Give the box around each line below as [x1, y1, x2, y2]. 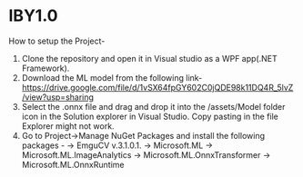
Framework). [21, 63, 70, 74]
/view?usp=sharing [21, 92, 95, 103]
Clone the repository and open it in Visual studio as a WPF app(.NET [21, 53, 278, 64]
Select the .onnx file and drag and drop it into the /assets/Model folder [21, 101, 286, 112]
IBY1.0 [8, 5, 58, 26]
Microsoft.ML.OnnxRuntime [21, 159, 125, 170]
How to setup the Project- [8, 35, 106, 46]
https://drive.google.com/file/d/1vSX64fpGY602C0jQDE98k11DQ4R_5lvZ [21, 82, 294, 93]
